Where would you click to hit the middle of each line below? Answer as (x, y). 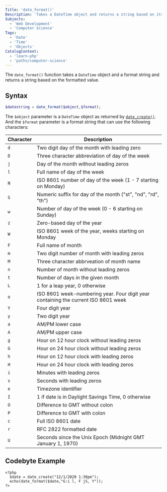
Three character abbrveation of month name (88, 261)
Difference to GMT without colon (75, 405)
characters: (17, 127)
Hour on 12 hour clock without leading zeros (89, 340)
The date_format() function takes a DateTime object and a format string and (83, 75)
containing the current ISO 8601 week (82, 300)
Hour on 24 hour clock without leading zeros (89, 348)
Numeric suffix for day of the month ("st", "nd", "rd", (98, 194)
